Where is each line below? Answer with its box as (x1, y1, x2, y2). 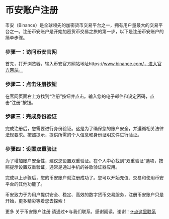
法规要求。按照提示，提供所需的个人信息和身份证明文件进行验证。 (5, 131, 142, 138)
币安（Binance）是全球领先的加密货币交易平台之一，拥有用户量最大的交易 (5, 22, 159, 28)
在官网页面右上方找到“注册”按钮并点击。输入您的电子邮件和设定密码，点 (5, 93, 155, 99)
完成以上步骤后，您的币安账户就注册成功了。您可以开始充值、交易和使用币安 (5, 175, 164, 181)
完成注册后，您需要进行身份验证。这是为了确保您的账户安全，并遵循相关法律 (5, 125, 164, 131)
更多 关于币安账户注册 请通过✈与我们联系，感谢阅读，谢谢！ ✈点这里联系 (5, 208, 156, 214)
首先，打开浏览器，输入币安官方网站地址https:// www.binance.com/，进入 (5, 61, 157, 67)
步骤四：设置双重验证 (5, 145, 57, 152)
